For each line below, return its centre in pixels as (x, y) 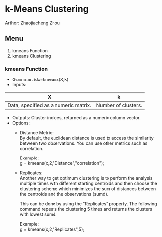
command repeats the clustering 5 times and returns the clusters (86, 209)
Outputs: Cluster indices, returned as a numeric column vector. (77, 118)
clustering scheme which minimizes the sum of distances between (88, 189)
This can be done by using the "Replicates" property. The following (88, 204)
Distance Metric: (36, 133)
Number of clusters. (119, 105)
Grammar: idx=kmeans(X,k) (40, 79)
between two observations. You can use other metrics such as (83, 143)
